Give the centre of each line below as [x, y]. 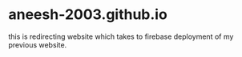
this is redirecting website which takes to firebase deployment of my [121, 36]
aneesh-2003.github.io [88, 15]
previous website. [38, 44]
